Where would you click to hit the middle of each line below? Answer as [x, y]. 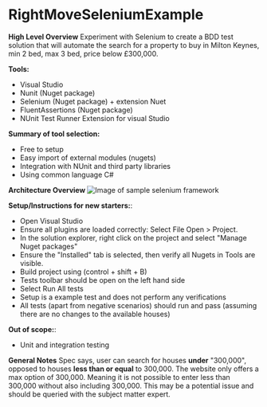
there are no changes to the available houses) [95, 314]
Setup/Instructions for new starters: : [71, 205]
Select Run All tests [51, 288]
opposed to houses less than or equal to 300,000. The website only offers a [133, 369]
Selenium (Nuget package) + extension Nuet [93, 101]
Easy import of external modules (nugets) [88, 158]
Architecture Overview [47, 190]
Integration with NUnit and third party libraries [95, 166]
